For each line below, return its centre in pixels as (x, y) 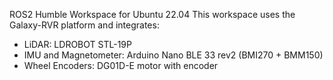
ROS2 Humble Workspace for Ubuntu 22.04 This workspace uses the (152, 14)
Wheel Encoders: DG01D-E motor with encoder (121, 65)
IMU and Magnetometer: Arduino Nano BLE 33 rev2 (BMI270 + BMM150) (173, 55)
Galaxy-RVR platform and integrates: (84, 25)
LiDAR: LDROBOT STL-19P (77, 44)
